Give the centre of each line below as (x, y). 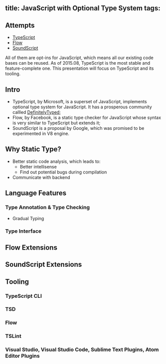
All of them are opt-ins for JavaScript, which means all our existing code (79, 58)
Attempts (20, 25)
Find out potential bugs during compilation (63, 172)
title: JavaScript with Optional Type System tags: (83, 8)
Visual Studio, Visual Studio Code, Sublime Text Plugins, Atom (82, 349)
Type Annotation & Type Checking (48, 208)
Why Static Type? (33, 149)
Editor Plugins (22, 356)
